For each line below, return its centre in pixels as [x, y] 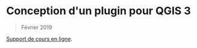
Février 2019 [36, 27]
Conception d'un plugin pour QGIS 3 [98, 11]
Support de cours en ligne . [39, 39]
